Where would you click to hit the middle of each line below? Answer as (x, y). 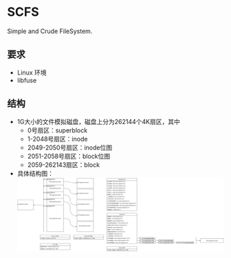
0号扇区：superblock (57, 130)
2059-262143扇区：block (64, 165)
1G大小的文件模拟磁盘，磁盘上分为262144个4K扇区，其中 (98, 121)
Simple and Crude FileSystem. (50, 31)
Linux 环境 (32, 72)
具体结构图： (35, 173)
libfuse (27, 80)
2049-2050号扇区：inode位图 (69, 147)
